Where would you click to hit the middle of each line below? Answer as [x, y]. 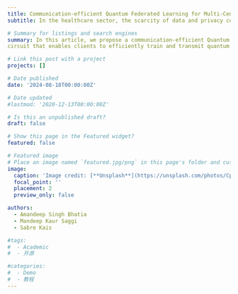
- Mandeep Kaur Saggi [46, 221]
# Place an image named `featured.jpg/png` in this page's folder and [114, 162]
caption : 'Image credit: [50, 175]
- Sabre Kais [33, 228]
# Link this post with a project [57, 59]
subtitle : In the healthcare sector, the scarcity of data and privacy [115, 20]
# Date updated [30, 98]
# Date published [33, 78]
